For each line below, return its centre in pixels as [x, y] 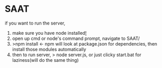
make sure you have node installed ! [49, 33]
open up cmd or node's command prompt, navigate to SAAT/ [76, 38]
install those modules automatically [49, 49]
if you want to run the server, [35, 23]
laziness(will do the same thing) [45, 60]
